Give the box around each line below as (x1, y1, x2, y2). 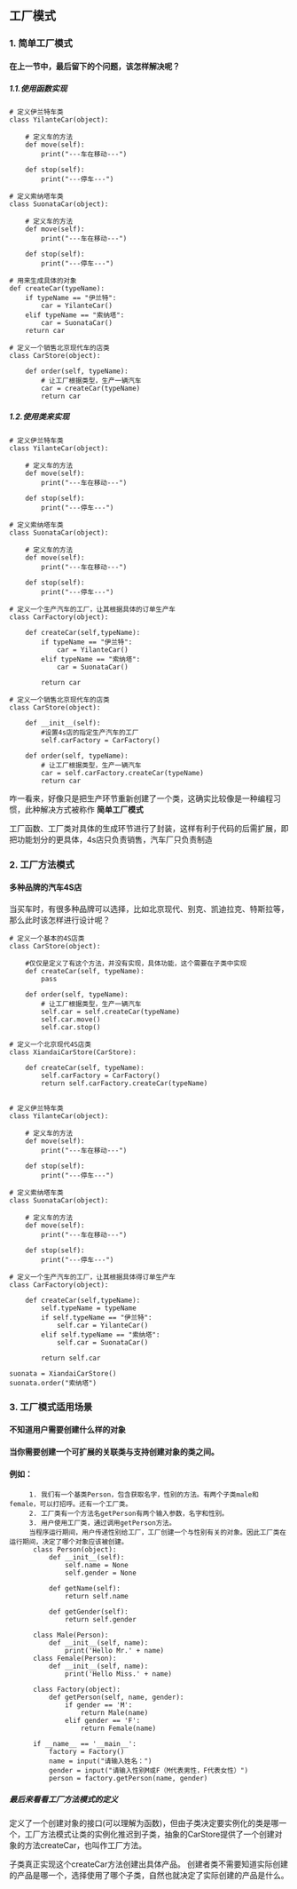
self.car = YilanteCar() (56, 1321, 149, 1329)
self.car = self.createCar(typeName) (41, 1007, 180, 1016)
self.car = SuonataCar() (56, 1337, 149, 1347)
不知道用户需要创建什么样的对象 (9, 1425, 126, 1435)
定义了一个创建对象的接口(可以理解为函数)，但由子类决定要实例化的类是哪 (9, 1818, 279, 1829)
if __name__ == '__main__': (32, 1740, 137, 1749)
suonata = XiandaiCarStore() (9, 1369, 117, 1378)
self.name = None (65, 1561, 129, 1570)
